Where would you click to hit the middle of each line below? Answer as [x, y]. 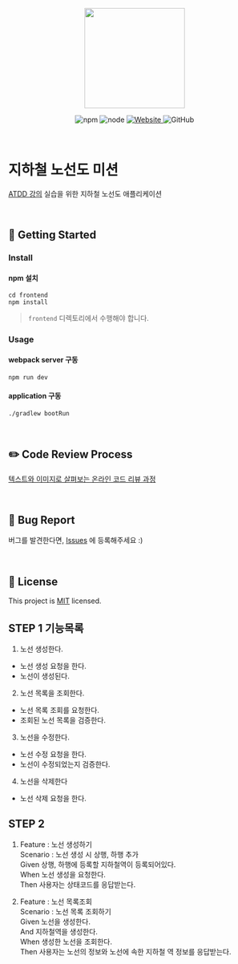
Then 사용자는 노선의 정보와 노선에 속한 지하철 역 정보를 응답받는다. [125, 951]
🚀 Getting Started [52, 235]
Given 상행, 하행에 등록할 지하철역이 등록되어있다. [98, 864]
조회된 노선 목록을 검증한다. [63, 720]
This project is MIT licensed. [55, 601]
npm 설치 [23, 277]
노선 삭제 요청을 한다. [53, 799]
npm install [28, 302]
